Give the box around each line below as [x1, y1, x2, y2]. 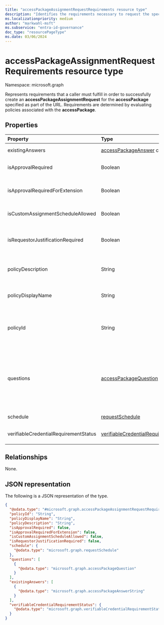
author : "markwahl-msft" [5, 20, 56, 26]
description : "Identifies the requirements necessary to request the [5, 12, 150, 17]
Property [7, 135, 29, 142]
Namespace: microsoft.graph [5, 81, 64, 88]
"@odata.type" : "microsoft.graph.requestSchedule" [14, 548, 119, 553]
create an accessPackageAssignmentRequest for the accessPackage [5, 96, 149, 102]
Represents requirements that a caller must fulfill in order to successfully [5, 91, 151, 97]
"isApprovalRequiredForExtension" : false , [9, 530, 97, 535]
